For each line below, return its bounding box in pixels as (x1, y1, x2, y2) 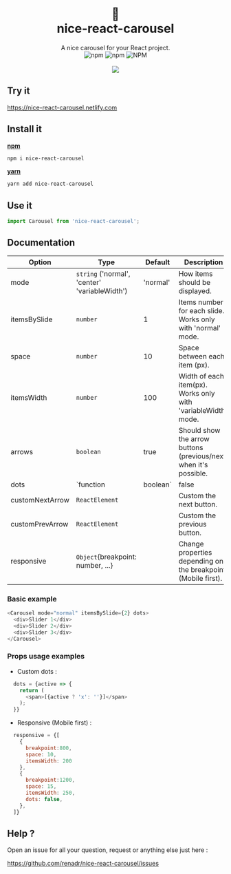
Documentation (7, 237, 76, 248)
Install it (7, 123, 43, 135)
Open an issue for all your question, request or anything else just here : (7, 846, 208, 854)
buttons (178, 443, 203, 452)
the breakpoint (178, 564, 225, 574)
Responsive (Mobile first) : (16, 718, 92, 727)
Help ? (7, 827, 35, 839)
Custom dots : (16, 667, 57, 675)
